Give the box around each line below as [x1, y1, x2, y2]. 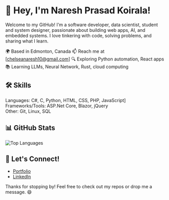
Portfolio [12, 168, 31, 174]
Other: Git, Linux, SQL [5, 108, 51, 114]
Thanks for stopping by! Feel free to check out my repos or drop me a [5, 184, 153, 190]
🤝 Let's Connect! [5, 154, 60, 163]
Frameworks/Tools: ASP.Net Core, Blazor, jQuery [5, 103, 109, 109]
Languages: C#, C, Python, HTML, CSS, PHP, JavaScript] [5, 97, 126, 103]
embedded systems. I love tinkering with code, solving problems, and [5, 32, 152, 38]
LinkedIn [12, 174, 31, 180]
